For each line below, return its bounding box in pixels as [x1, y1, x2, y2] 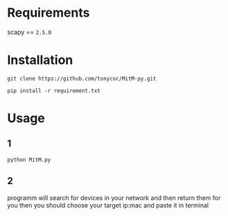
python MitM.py [7, 156, 51, 163]
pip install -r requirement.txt [7, 87, 100, 94]
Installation [7, 52, 73, 68]
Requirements [7, 5, 90, 21]
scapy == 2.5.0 [7, 28, 52, 36]
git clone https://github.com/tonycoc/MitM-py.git [7, 75, 157, 82]
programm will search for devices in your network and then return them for [7, 193, 221, 202]
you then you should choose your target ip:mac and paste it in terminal [7, 201, 209, 209]
